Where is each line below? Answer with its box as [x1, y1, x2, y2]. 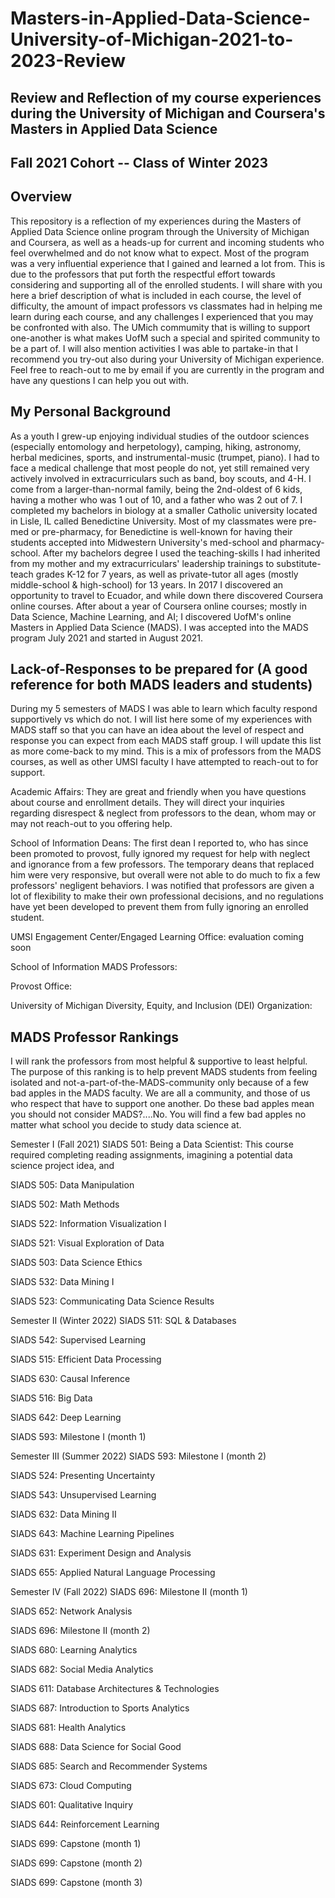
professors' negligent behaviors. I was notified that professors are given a [10, 880, 315, 892]
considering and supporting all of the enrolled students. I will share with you [10, 278, 323, 291]
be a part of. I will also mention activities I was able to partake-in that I [10, 342, 299, 354]
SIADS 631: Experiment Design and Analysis [10, 1547, 192, 1559]
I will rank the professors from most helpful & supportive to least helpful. [10, 1055, 308, 1067]
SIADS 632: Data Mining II [10, 1508, 117, 1521]
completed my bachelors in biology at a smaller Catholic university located [10, 504, 318, 516]
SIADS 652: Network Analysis [10, 1605, 133, 1617]
